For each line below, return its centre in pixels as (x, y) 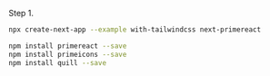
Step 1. (21, 13)
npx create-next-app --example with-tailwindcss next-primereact (135, 30)
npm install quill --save (57, 62)
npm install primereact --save (68, 46)
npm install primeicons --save (68, 54)
